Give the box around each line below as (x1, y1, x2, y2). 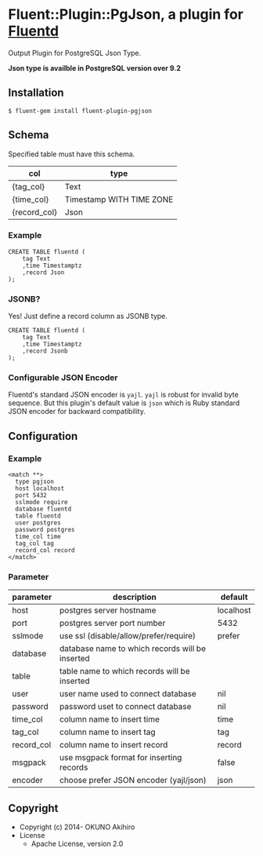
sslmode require (15, 499, 68, 507)
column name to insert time (59, 714, 160, 725)
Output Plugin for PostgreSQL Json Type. (8, 48, 142, 57)
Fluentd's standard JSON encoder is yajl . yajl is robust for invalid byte (8, 390, 239, 400)
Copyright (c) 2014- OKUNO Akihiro (19, 822, 135, 832)
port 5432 (15, 492, 47, 499)
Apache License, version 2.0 (31, 839, 124, 849)
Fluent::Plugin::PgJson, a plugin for (8, 5, 244, 24)
